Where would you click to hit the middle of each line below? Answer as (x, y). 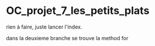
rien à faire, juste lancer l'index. (44, 27)
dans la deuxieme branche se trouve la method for (67, 38)
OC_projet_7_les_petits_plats (78, 11)
